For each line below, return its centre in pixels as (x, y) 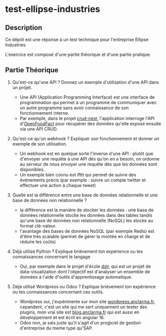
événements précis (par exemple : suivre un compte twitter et (83, 180)
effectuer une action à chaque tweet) (58, 185)
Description (24, 28)
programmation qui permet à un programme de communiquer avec (88, 102)
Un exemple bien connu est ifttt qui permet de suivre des (78, 174)
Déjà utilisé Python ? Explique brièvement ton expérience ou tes (78, 251)
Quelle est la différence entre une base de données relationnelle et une (85, 195)
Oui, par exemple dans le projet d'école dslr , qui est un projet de (85, 266)
